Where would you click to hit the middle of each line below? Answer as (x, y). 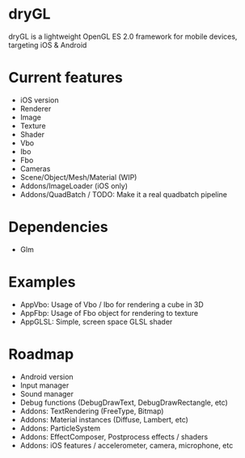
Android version (47, 376)
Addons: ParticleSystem (60, 428)
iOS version (39, 100)
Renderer (36, 108)
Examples (42, 282)
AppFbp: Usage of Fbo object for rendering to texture (109, 313)
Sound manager (47, 393)
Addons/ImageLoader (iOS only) (74, 186)
